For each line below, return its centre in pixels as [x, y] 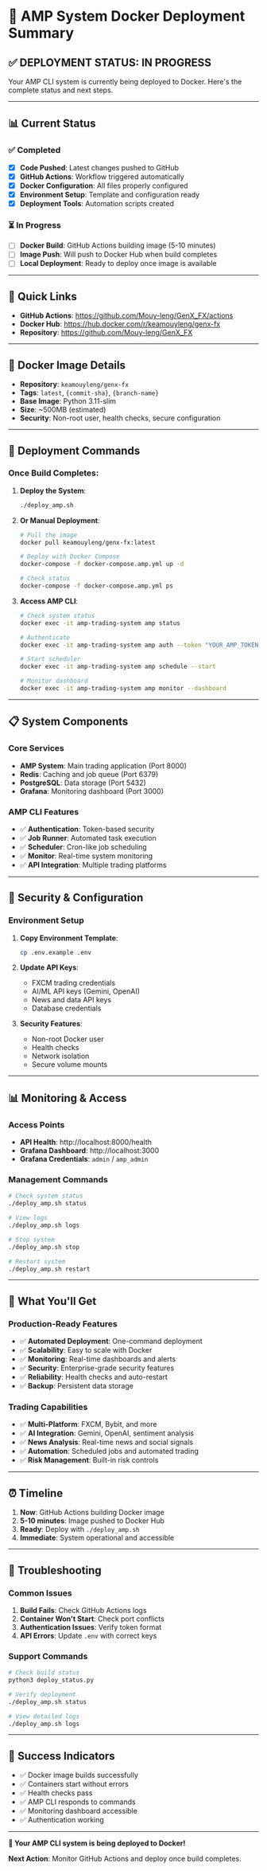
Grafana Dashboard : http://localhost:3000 [89, 1150]
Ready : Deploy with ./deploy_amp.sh [79, 1529]
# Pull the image [48, 535]
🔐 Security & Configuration [76, 898]
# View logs [28, 1218]
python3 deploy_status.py [51, 1680]
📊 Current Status [52, 124]
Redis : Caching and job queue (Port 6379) [89, 774]
